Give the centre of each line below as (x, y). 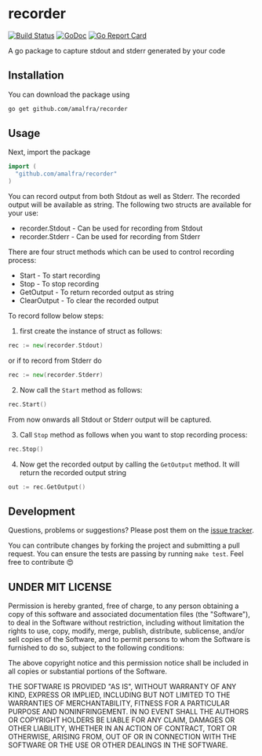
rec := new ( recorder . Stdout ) (56, 346)
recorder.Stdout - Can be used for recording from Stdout (111, 228)
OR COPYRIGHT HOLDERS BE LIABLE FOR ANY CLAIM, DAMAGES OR (122, 720)
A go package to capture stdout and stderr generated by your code (117, 50)
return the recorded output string (73, 472)
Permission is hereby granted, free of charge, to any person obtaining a (124, 606)
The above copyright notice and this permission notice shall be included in (128, 663)
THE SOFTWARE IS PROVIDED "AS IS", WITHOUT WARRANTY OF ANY (122, 687)
